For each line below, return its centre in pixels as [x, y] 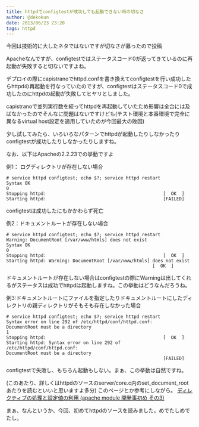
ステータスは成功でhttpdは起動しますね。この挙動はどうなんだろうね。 [103, 285]
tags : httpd [21, 28]
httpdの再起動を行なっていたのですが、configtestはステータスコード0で [99, 86]
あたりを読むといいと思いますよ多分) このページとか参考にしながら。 [91, 391]
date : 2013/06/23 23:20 [36, 23]
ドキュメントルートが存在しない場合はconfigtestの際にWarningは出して [94, 278]
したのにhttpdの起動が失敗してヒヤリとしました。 [72, 94]
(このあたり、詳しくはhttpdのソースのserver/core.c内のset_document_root [97, 383]
